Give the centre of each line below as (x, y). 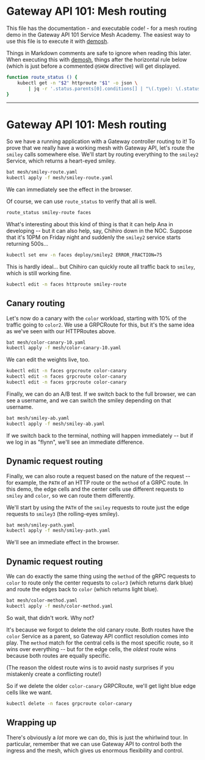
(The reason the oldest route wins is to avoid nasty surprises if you (90, 667)
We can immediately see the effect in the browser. (69, 190)
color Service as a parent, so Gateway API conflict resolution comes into (98, 636)
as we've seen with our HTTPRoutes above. (61, 331)
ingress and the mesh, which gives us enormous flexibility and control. (95, 750)
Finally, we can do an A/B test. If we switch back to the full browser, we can (101, 394)
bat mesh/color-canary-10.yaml (46, 342)
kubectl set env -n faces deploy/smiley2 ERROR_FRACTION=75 (85, 255)
